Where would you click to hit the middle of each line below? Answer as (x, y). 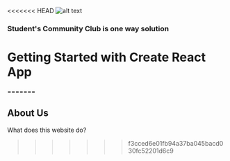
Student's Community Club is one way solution (88, 28)
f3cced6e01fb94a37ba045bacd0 (176, 143)
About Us (28, 113)
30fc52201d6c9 (151, 151)
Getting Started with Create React (107, 57)
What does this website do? (47, 130)
